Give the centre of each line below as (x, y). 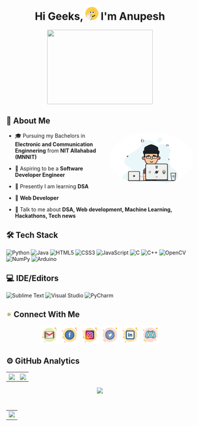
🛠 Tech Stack (32, 235)
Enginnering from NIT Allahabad (55, 150)
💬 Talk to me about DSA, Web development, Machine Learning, (93, 209)
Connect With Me (47, 314)
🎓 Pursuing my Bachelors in (50, 135)
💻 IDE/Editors (32, 278)
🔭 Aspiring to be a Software (49, 168)
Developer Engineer (40, 175)
